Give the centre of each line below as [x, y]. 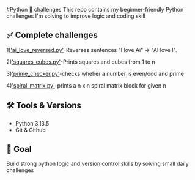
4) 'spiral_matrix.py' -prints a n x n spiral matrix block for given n [86, 85]
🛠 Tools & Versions [44, 106]
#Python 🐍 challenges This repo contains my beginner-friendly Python [95, 9]
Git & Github [30, 130]
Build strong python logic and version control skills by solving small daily [97, 164]
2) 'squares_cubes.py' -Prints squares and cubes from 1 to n [81, 62]
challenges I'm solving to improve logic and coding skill [76, 16]
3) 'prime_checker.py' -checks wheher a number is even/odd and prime [95, 73]
